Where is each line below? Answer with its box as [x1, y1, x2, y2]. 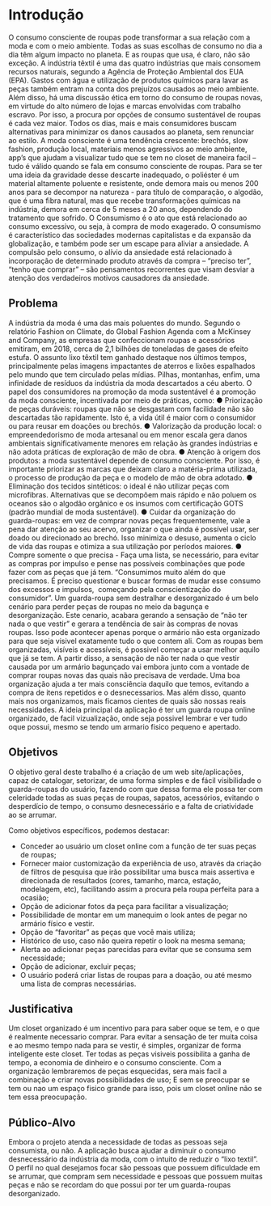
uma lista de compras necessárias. [19, 979, 137, 988]
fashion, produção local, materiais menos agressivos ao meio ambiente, [8, 144, 248, 154]
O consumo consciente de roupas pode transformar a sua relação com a [8, 32, 251, 42]
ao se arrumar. [8, 810, 57, 819]
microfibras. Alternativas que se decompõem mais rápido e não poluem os [8, 489, 257, 499]
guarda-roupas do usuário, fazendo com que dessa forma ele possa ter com [8, 784, 264, 793]
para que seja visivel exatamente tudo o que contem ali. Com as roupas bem [8, 636, 264, 645]
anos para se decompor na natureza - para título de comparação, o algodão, [8, 187, 264, 197]
